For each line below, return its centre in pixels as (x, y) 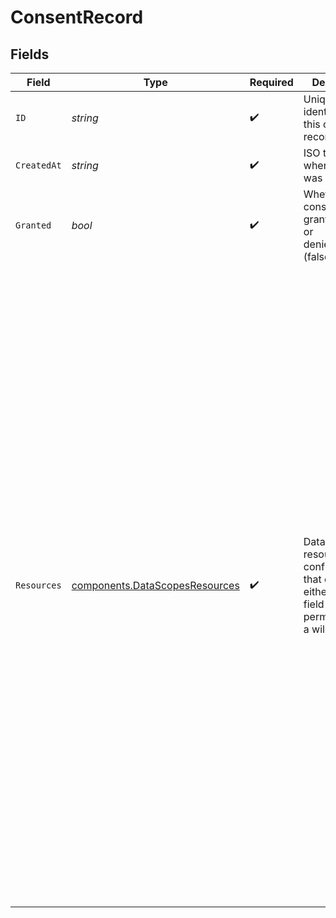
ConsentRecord (77, 17)
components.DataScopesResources (155, 585)
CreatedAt (38, 165)
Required (271, 82)
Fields (30, 54)
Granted (33, 225)
